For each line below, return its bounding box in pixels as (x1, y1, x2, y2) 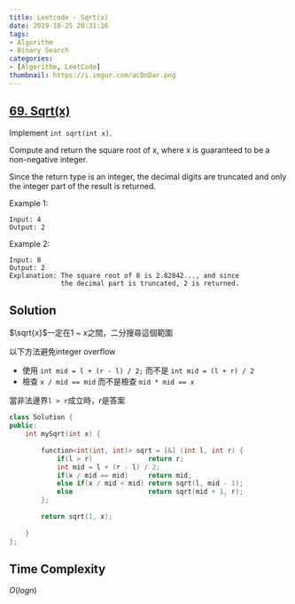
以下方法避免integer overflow (9, 346, 116, 357)
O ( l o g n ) (9, 585, 37, 596)
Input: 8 (9, 255, 42, 265)
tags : (9, 29, 29, 38)
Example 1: (9, 197, 49, 209)
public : (9, 421, 38, 431)
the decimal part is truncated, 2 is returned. (60, 279, 240, 288)
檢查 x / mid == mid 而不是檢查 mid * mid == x (21, 377, 195, 387)
